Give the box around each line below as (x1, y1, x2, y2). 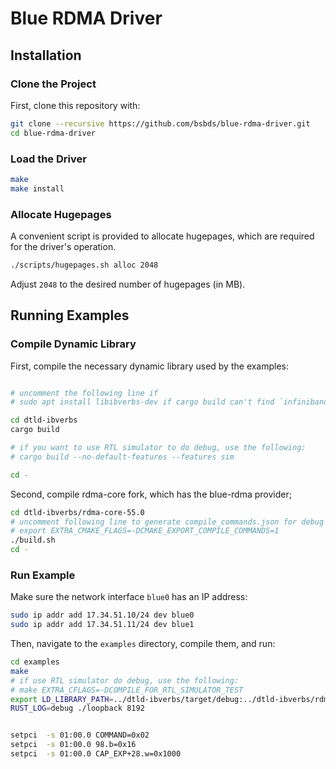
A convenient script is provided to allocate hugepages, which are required (10, 230, 315, 242)
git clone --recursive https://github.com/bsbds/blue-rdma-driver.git (10, 118, 311, 129)
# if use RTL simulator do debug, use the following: (10, 675, 240, 686)
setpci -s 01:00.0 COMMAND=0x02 (10, 730, 150, 741)
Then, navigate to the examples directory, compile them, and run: (10, 638, 276, 650)
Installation (10, 47, 82, 64)
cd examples (10, 657, 60, 667)
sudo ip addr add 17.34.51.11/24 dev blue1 (10, 620, 195, 630)
